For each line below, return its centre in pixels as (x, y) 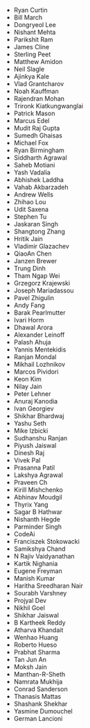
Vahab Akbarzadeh (41, 187)
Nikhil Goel (29, 608)
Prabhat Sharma (37, 652)
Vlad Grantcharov (39, 84)
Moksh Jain (30, 667)
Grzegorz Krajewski (42, 283)
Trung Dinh (30, 268)
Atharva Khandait (38, 630)
